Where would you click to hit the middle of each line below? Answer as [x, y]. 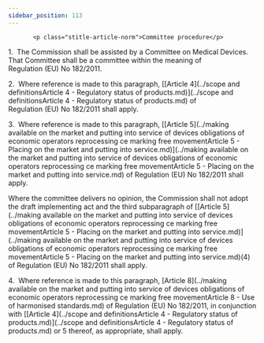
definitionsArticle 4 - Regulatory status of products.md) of [102, 100]
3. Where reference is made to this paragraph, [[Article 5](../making [119, 124]
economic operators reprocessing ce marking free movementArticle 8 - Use [131, 297]
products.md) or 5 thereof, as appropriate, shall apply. [96, 330]
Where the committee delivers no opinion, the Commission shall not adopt [128, 198]
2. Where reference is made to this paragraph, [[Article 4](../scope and [124, 84]
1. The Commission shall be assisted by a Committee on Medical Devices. [128, 51]
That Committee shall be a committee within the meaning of [105, 60]
